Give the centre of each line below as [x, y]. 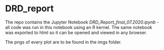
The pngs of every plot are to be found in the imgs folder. [64, 42]
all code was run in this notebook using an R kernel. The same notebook [79, 27]
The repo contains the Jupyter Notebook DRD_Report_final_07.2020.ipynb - [82, 22]
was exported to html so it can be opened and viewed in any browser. [76, 32]
